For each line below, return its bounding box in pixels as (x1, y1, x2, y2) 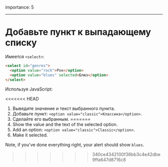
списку (5, 37, 37, 48)
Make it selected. (12, 132, 48, 138)
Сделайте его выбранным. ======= (12, 116, 91, 122)
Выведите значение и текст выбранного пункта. (12, 105, 115, 111)
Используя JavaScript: (5, 86, 53, 92)
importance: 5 (5, 4, 34, 10)
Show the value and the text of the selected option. (12, 121, 118, 127)
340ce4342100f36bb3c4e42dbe (92, 151, 161, 157)
